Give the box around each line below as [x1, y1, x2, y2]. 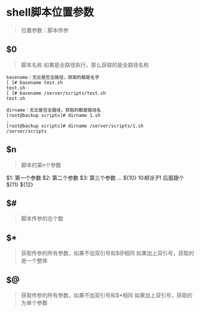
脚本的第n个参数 [20, 161, 62, 169]
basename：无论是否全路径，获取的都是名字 [6, 74, 100, 80]
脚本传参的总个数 [20, 215, 64, 222]
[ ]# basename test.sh [6, 80, 63, 86]
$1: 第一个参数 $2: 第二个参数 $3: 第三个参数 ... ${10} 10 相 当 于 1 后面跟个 [6, 174, 184, 181]
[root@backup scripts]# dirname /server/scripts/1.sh [6, 123, 144, 129]
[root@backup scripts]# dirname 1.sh [6, 112, 101, 118]
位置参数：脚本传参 [20, 27, 69, 34]
